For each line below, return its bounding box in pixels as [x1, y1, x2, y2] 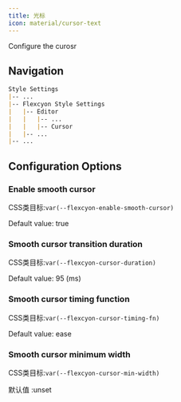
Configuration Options [8, 159, 122, 173]
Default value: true [8, 219, 69, 228]
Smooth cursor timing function [8, 293, 130, 304]
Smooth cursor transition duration [8, 238, 144, 249]
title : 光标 [8, 11, 45, 20]
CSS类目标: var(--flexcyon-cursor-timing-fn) [8, 312, 160, 322]
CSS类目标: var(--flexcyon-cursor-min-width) [8, 368, 160, 377]
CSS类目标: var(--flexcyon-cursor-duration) [8, 257, 157, 268]
